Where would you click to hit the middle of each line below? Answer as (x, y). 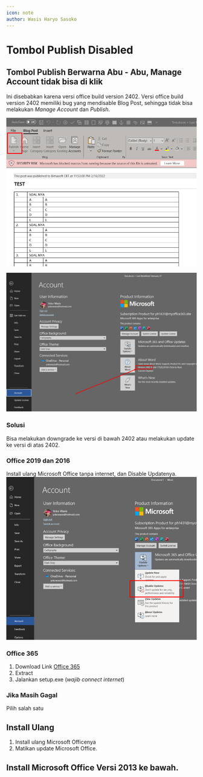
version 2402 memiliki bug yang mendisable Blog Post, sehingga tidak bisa (100, 102)
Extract (24, 673)
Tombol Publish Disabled (70, 50)
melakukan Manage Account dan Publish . (58, 109)
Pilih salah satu (25, 709)
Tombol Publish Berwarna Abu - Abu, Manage (94, 72)
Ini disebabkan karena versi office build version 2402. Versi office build (95, 96)
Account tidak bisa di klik (55, 82)
